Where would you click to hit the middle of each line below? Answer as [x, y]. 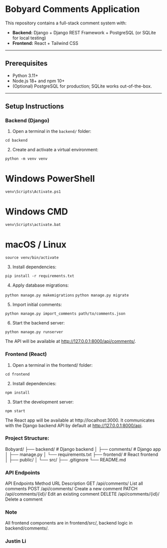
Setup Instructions [35, 106]
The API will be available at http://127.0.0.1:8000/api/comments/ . [71, 341]
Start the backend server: [39, 323]
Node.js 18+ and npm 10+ [39, 81]
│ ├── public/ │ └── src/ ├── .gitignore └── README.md [66, 459]
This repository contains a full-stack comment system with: [66, 23]
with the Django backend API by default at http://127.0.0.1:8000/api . [74, 425]
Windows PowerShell [50, 178]
